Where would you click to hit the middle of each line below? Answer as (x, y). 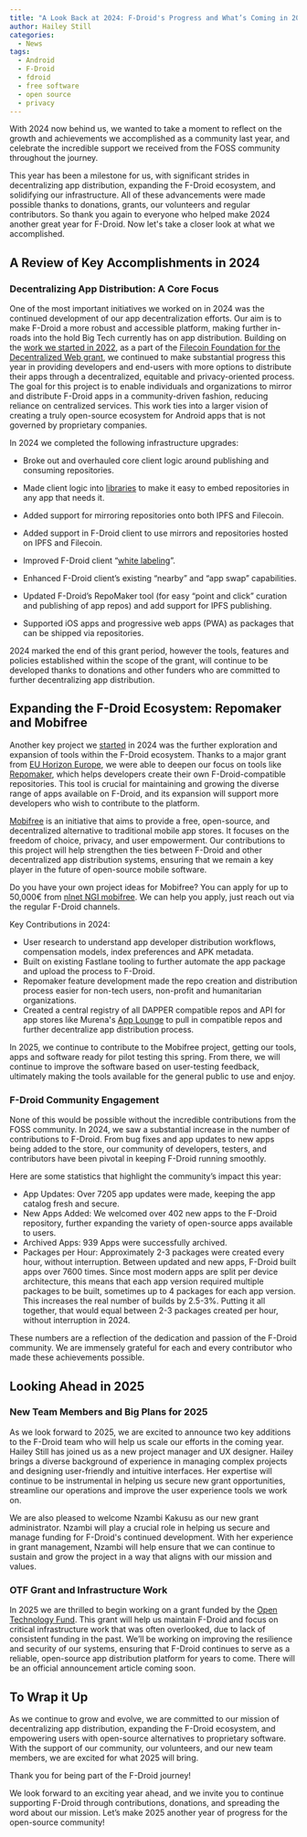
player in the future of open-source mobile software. (108, 869)
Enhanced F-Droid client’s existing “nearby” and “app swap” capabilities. (159, 579)
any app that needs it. (64, 498)
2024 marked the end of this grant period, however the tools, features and (149, 651)
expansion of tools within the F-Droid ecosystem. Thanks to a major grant (148, 754)
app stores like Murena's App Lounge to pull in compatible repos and (153, 1019)
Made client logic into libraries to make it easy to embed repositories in (156, 488)
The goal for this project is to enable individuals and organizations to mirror (151, 387)
